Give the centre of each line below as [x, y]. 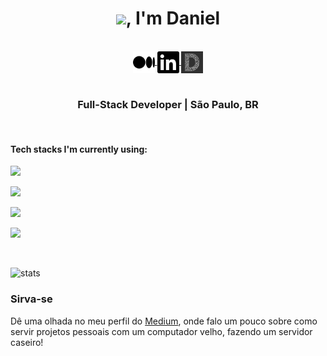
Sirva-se [31, 299]
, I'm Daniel [173, 18]
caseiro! [27, 342]
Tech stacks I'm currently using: [79, 149]
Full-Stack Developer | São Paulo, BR [168, 104]
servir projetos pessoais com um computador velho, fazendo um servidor [161, 331]
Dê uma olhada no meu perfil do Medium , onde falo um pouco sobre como [164, 321]
